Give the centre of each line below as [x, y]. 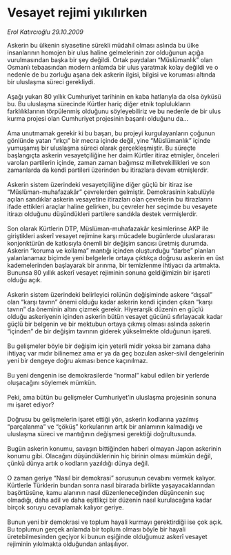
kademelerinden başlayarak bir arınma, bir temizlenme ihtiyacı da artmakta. [114, 265]
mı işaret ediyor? [31, 405]
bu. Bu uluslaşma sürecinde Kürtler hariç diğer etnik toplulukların [99, 104]
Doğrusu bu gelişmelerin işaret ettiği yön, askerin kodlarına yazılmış [103, 419]
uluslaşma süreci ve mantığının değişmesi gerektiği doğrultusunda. [102, 434]
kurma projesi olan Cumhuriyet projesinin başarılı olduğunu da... [98, 118]
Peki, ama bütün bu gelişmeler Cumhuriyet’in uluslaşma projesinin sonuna [112, 397]
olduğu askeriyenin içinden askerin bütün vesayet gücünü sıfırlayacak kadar [115, 316]
